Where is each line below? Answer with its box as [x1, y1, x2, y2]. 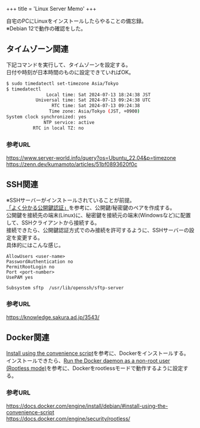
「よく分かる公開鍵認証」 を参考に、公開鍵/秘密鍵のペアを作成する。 [6, 204, 176, 211]
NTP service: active [44, 119, 95, 125]
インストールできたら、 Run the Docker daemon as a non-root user [6, 357, 170, 364]
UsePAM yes [6, 274, 33, 280]
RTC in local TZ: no [32, 125, 84, 131]
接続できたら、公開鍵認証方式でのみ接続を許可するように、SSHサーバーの [6, 226, 189, 233]
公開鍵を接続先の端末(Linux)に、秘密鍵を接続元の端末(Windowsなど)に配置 [6, 211, 191, 218]
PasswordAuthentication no [6, 259, 73, 265]
